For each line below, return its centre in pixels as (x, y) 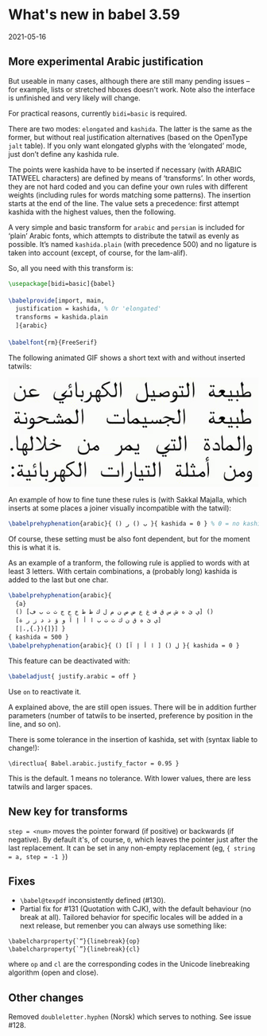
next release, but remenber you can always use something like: (123, 926)
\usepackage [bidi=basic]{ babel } (62, 283)
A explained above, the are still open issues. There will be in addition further (132, 707)
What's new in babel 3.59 (94, 15)
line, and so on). (35, 724)
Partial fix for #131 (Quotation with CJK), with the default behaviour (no (135, 909)
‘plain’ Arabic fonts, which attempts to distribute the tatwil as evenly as (124, 236)
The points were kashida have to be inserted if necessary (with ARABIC (125, 170)
